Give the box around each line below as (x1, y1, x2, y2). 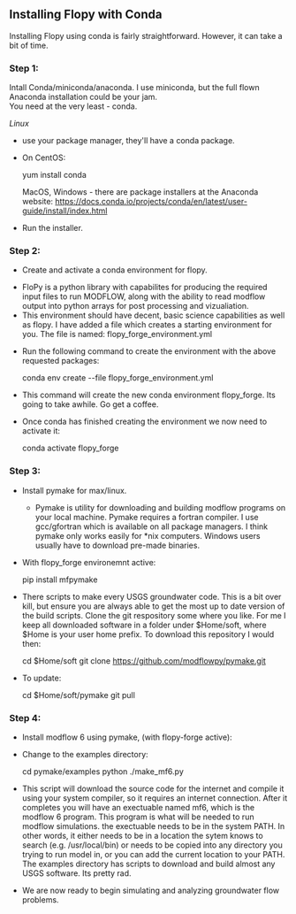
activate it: (21, 426, 60, 436)
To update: (21, 672, 62, 683)
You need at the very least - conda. (9, 101, 138, 111)
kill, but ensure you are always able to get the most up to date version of (21, 601, 285, 611)
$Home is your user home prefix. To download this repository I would (21, 628, 275, 640)
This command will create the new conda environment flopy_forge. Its (21, 389, 276, 401)
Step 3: (9, 465, 42, 477)
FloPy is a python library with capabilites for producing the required (21, 282, 268, 293)
